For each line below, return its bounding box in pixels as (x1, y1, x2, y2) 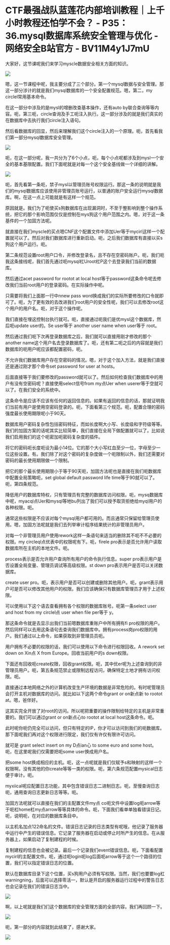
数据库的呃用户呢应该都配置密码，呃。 (5, 346, 85, 352)
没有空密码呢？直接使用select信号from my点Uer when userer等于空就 (14, 380, 159, 387)
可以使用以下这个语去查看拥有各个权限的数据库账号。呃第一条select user (5, 603, 157, 609)
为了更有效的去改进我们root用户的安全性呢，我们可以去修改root (27, 299, 159, 305)
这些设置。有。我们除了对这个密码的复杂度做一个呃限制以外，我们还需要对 (9, 451, 165, 457)
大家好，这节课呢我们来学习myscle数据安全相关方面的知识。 (5, 61, 131, 67)
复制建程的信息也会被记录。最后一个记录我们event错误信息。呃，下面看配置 (5, 847, 163, 853)
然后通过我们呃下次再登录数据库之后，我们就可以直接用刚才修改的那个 (5, 333, 152, 339)
